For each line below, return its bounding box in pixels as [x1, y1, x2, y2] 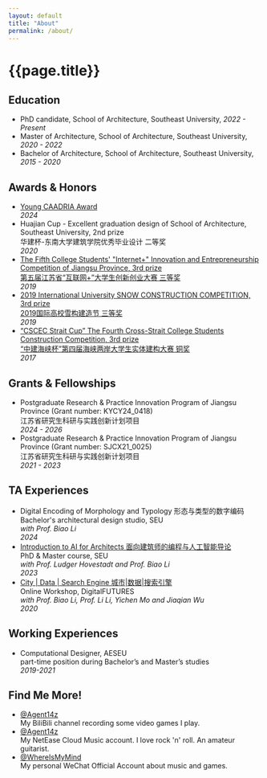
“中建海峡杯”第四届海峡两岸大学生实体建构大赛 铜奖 [19, 344, 191, 354]
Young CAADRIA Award [19, 202, 98, 211]
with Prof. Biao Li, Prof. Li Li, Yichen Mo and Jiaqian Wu [19, 595, 204, 604]
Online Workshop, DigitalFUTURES [19, 586, 135, 596]
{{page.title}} [8, 61, 100, 80]
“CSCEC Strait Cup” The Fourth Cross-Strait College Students [19, 326, 225, 336]
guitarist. [19, 744, 50, 754]
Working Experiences [8, 627, 119, 641]
